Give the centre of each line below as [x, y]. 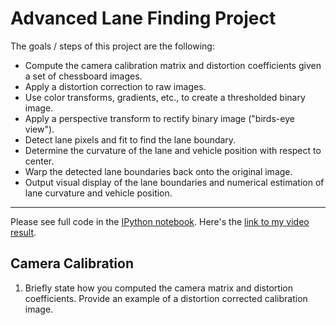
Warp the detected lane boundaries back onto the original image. [158, 171]
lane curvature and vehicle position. [98, 193]
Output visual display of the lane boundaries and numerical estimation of [174, 182]
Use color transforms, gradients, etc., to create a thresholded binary [165, 97]
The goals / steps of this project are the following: [112, 46]
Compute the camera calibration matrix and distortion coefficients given [173, 65]
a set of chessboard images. [83, 76]
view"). [39, 129]
